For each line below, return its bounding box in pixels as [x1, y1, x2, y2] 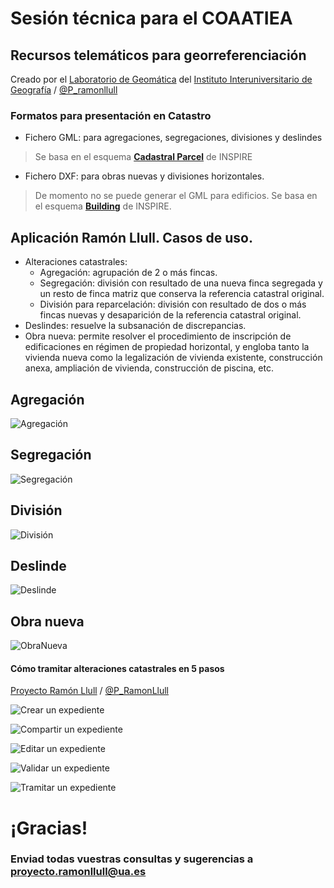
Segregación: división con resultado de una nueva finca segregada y [39, 277, 323, 289]
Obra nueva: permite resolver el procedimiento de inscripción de [24, 330, 292, 342]
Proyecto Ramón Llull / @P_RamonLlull [10, 685, 170, 697]
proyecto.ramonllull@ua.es [10, 865, 147, 879]
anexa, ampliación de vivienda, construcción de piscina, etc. [24, 362, 274, 374]
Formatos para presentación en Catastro [10, 108, 212, 122]
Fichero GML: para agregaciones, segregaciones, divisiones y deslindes [24, 132, 323, 144]
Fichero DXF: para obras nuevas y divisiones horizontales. [24, 170, 265, 182]
